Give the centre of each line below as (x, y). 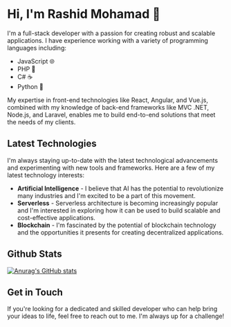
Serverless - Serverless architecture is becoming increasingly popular (118, 203)
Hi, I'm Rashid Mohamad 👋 (84, 14)
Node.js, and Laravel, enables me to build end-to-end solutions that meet (111, 115)
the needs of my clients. (41, 122)
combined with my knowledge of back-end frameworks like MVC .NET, (108, 107)
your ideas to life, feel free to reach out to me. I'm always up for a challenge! (116, 316)
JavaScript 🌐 (36, 61)
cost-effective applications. (56, 217)
